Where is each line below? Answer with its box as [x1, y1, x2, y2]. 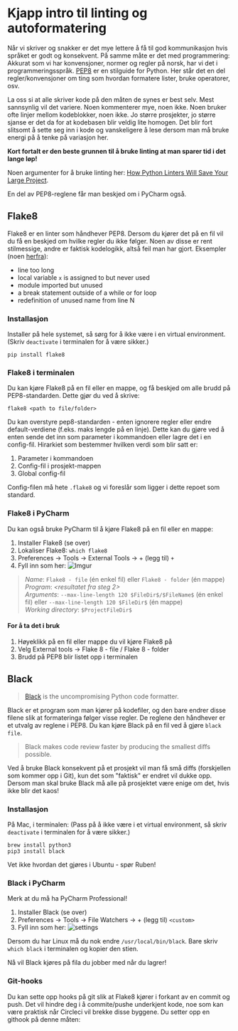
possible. [24, 750, 52, 758]
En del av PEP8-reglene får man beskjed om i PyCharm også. [7, 189, 187, 198]
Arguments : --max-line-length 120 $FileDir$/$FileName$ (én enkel [24, 590, 224, 599]
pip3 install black [7, 847, 65, 855]
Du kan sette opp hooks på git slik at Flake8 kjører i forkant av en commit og [7, 992, 230, 1001]
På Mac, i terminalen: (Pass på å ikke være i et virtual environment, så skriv [7, 820, 227, 829]
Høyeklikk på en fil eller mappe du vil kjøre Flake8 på [17, 637, 173, 646]
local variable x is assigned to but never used [17, 273, 151, 282]
